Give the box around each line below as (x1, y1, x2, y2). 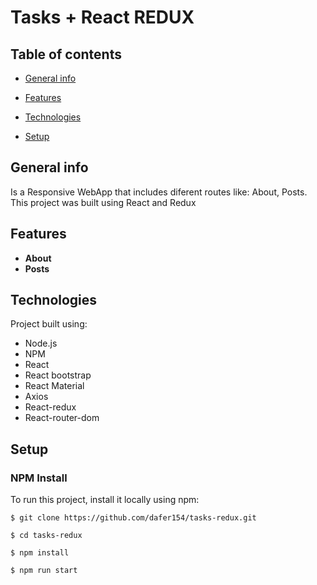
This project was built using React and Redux (10, 196, 197, 208)
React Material (24, 380, 85, 392)
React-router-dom (24, 412, 100, 424)
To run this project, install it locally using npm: (10, 494, 200, 506)
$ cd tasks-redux (10, 531, 83, 541)
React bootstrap (24, 369, 92, 381)
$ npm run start (10, 566, 78, 576)
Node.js (24, 337, 58, 350)
